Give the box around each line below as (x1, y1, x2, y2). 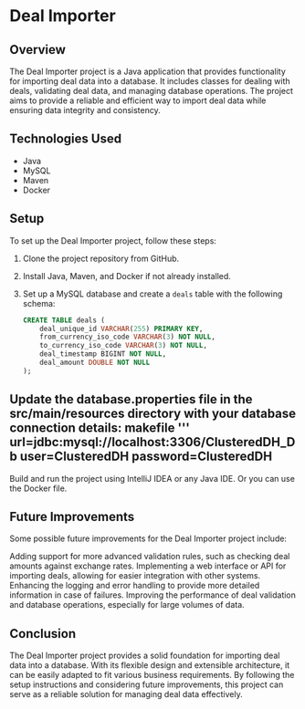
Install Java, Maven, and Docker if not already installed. (22, 270, 231, 281)
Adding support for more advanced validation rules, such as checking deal (9, 551, 290, 562)
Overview (9, 42, 67, 57)
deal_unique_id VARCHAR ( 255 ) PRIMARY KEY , (39, 324, 204, 333)
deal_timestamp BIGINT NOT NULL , (39, 349, 167, 359)
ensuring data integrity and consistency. (9, 105, 162, 115)
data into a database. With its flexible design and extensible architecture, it (9, 660, 290, 671)
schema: (22, 297, 56, 308)
